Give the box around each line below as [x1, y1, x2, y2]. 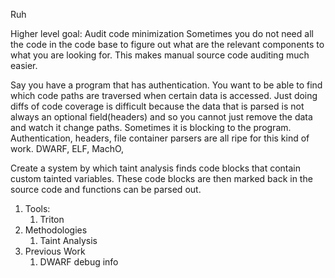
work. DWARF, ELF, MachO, [10, 143, 125, 154]
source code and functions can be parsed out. [10, 184, 202, 195]
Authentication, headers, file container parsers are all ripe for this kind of [10, 132, 310, 144]
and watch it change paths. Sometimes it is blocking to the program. [10, 122, 292, 133]
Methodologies [24, 224, 88, 236]
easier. [10, 60, 38, 71]
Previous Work [24, 245, 86, 257]
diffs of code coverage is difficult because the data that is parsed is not [10, 100, 305, 112]
